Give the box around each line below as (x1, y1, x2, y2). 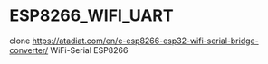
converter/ (9, 44, 49, 55)
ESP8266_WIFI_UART (9, 5, 174, 26)
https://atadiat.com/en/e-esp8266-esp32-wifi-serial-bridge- (32, 35, 260, 46)
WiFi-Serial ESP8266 (50, 44, 129, 55)
